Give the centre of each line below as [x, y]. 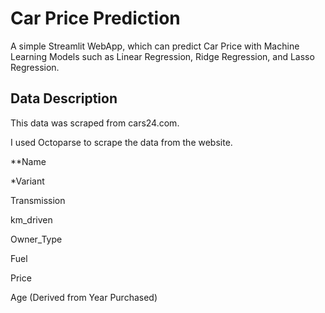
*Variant [27, 181]
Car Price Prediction [95, 18]
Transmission [38, 200]
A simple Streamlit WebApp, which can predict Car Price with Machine [155, 46]
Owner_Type [36, 239]
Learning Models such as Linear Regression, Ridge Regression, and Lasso [162, 56]
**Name [28, 161]
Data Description [64, 98]
